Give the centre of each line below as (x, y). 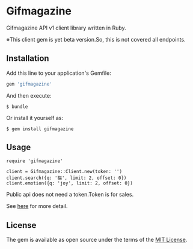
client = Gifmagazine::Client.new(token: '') (64, 172)
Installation (28, 58)
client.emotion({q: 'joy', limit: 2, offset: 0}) (70, 183)
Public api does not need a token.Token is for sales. (70, 195)
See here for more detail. (37, 206)
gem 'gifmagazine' (29, 84)
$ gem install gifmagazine (40, 129)
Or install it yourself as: (35, 118)
